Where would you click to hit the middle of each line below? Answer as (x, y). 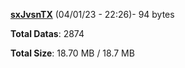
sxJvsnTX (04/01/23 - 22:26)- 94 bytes (92, 14)
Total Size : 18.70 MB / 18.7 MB (72, 53)
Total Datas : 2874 (47, 33)
